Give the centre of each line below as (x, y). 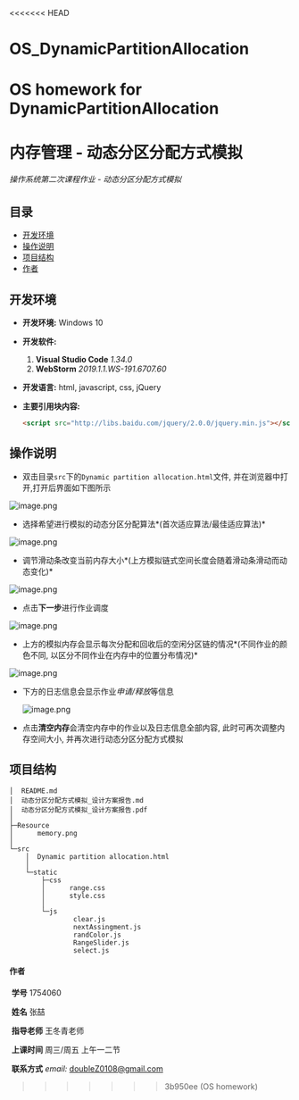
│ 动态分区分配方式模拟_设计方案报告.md (77, 800)
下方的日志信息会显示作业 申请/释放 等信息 (98, 691)
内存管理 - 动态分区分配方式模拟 (126, 152)
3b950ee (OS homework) (212, 1086)
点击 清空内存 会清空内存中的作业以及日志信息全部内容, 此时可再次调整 (149, 728)
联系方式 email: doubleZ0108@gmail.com (87, 1068)
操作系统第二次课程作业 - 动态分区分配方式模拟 (96, 179)
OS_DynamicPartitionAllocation (129, 49)
